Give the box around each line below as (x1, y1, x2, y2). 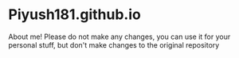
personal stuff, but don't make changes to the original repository (8, 40, 220, 49)
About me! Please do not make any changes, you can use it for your (8, 32, 231, 41)
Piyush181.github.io (8, 6, 141, 24)
